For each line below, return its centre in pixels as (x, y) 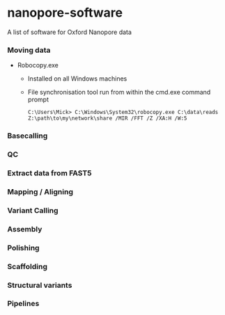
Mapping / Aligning (40, 191)
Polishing (23, 248)
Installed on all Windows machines (77, 79)
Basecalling (28, 136)
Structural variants (40, 285)
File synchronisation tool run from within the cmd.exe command (119, 92)
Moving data (29, 50)
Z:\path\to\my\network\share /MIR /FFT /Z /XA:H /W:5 (107, 119)
